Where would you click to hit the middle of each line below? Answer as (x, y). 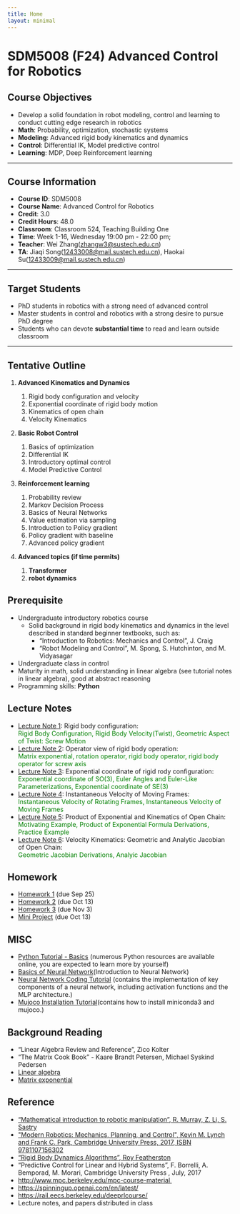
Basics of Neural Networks (68, 512)
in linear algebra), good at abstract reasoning (84, 678)
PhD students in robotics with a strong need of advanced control (113, 306)
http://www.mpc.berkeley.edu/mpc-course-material (94, 1180)
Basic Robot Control (48, 433)
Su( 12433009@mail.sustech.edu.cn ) (71, 260)
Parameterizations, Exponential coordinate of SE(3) (93, 786)
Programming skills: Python (59, 686)
